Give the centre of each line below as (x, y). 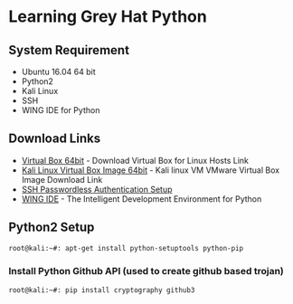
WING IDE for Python (61, 110)
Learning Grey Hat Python (108, 17)
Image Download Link (62, 179)
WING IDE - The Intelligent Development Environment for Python (142, 199)
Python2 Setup (52, 228)
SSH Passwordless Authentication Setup (97, 189)
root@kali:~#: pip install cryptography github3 (102, 290)
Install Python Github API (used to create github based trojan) (146, 271)
